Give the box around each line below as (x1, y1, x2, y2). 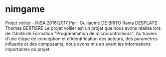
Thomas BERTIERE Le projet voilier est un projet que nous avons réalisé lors (5, 25, 161, 31)
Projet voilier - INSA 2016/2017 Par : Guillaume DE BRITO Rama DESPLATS (5, 20, 158, 26)
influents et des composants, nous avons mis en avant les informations (5, 41, 151, 47)
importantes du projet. (5, 46, 51, 52)
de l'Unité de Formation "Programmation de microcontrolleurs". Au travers (5, 30, 157, 36)
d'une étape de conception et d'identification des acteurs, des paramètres (5, 36, 158, 42)
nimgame (5, 3, 45, 15)
